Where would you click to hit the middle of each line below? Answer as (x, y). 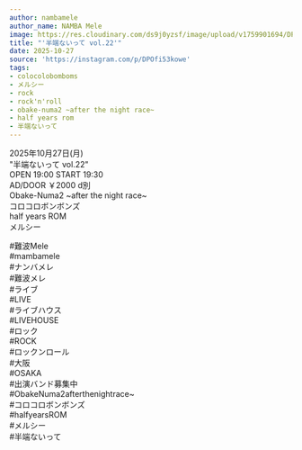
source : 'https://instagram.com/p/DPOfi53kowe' (100, 59)
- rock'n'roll (36, 101)
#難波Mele (29, 246)
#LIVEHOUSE (34, 320)
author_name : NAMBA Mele (56, 26)
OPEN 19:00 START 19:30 (56, 175)
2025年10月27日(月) (46, 153)
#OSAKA (26, 373)
